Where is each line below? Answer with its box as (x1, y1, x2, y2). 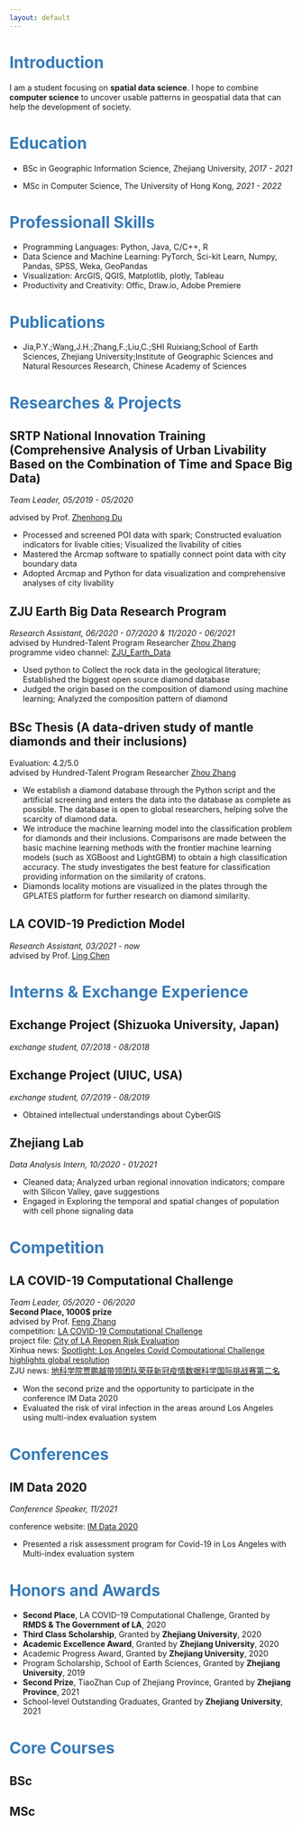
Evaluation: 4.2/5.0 (9, 758, 79, 768)
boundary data (22, 558, 78, 569)
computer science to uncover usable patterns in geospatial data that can (9, 91, 282, 102)
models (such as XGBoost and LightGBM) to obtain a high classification (22, 852, 288, 863)
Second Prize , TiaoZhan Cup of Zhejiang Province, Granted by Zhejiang (22, 1677, 291, 1688)
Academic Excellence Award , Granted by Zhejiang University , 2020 (22, 1639, 279, 1650)
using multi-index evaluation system (22, 1412, 158, 1423)
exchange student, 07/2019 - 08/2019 (9, 1091, 151, 1102)
